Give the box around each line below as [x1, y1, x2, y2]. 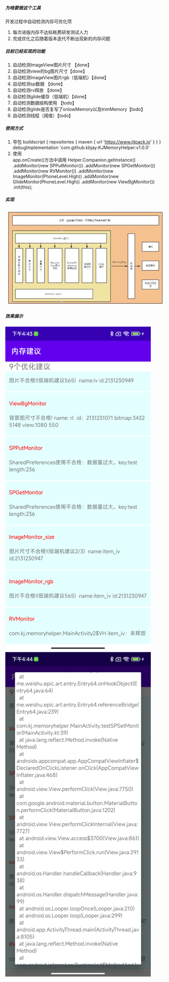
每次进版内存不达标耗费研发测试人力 [12, 29, 89, 35]
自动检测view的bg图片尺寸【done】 [12, 68, 88, 74]
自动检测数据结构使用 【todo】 [12, 99, 77, 106]
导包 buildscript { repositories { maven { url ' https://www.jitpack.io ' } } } [12, 138, 161, 144]
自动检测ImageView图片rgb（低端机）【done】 [12, 74, 109, 81]
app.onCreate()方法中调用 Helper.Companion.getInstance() [12, 157, 136, 163]
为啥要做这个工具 [5, 5, 41, 11]
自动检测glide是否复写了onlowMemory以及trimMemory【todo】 [12, 106, 146, 112]
